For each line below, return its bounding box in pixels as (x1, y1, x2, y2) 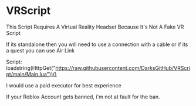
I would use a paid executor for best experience (6, 82, 121, 89)
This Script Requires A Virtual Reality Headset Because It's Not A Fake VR (6, 23, 184, 30)
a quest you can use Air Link (6, 47, 75, 54)
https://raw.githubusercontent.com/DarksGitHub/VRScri (55, 64, 191, 71)
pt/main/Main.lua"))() (6, 70, 57, 77)
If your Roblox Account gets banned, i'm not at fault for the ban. (6, 93, 160, 100)
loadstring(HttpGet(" (6, 64, 56, 71)
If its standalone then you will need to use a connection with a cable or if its (6, 41, 188, 48)
